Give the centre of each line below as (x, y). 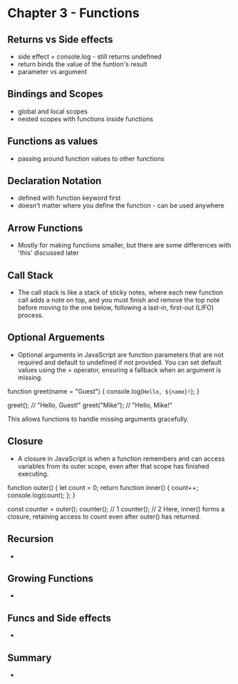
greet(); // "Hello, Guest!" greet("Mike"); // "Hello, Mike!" (90, 405)
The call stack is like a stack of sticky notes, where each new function (120, 292)
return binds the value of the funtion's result (82, 64)
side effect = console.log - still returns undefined (89, 56)
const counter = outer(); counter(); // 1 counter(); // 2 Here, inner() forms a (116, 509)
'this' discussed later (48, 253)
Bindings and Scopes (55, 94)
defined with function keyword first (69, 198)
